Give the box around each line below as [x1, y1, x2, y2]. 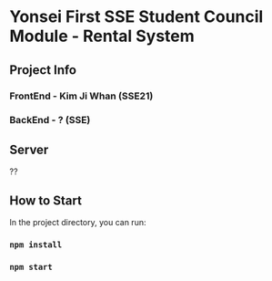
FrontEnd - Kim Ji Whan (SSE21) [9, 89, 154, 102]
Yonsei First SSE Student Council [9, 6, 264, 27]
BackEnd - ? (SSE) [9, 114, 91, 127]
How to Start [9, 193, 82, 208]
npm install [9, 239, 63, 250]
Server [9, 141, 49, 157]
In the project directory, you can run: [9, 217, 146, 228]
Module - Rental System [9, 26, 196, 47]
